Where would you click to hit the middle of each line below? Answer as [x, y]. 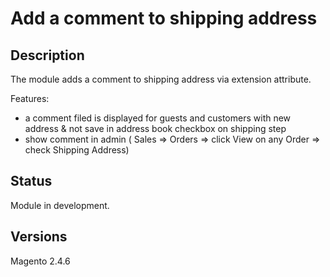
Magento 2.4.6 [40, 261]
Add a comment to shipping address [164, 18]
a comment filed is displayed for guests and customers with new [158, 118]
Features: [30, 98]
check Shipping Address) [77, 150]
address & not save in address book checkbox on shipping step [155, 128]
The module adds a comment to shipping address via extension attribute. [161, 79]
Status [31, 181]
